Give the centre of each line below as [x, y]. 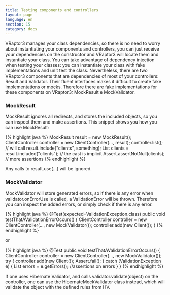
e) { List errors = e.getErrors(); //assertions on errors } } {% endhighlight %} [84, 266]
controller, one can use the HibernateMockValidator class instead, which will [85, 282]
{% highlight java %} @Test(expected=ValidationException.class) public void [85, 214]
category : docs [21, 29]
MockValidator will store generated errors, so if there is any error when [79, 193]
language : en [19, 19]
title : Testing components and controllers [52, 10]
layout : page [19, 15]
